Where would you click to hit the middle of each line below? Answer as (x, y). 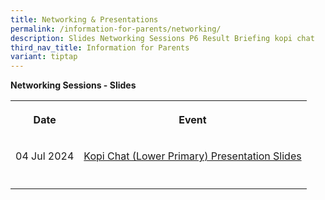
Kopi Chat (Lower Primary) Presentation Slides (192, 156)
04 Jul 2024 (45, 156)
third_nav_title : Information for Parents (100, 47)
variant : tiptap (44, 57)
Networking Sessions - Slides (73, 85)
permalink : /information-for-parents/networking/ (116, 29)
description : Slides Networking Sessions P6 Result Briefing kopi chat (162, 38)
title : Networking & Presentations (84, 19)
